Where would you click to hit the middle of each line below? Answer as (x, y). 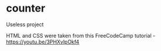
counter (26, 8)
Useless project (25, 24)
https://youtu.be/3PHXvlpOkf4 (43, 42)
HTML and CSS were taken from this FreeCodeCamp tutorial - (81, 35)
